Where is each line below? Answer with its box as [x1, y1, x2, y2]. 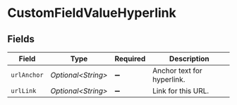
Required [114, 54, 146, 63]
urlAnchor [11, 71, 44, 79]
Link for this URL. [152, 86, 209, 96]
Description [169, 54, 209, 63]
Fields [7, 33, 35, 45]
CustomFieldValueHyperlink [7, 5, 176, 21]
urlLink [11, 87, 37, 94]
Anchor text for [152, 66, 202, 75]
